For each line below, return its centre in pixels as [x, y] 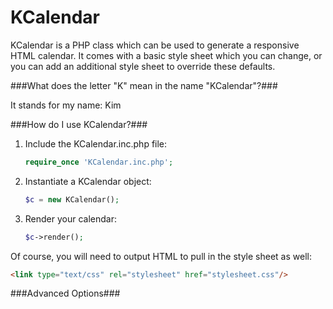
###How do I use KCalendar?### [79, 124]
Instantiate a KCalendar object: [88, 181]
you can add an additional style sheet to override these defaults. [143, 66]
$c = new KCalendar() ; [72, 199]
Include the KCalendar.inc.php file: [96, 143]
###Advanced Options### [65, 293]
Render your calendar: [71, 218]
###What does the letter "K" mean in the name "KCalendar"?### [144, 85]
